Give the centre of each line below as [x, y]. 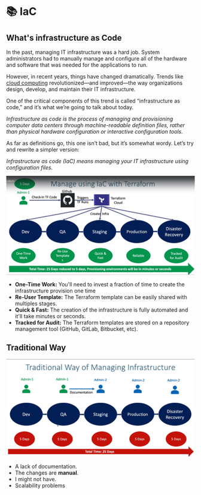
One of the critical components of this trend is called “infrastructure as [93, 101]
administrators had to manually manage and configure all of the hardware [97, 58]
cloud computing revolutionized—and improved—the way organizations [95, 83]
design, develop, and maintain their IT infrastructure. [71, 89]
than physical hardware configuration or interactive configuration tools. [95, 132]
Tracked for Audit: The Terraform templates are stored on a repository [102, 322]
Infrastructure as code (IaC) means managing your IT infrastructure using [98, 161]
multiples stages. [36, 303]
